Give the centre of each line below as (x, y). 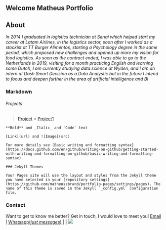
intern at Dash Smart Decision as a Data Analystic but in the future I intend (82, 74)
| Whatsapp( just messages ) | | (36, 222)
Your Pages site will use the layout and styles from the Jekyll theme (81, 176)
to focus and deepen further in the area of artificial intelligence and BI (77, 79)
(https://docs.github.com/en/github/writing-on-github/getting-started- (82, 150)
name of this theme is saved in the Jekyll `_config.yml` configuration (82, 188)
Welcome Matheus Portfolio (49, 8)
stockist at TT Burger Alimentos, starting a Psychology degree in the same (82, 47)
